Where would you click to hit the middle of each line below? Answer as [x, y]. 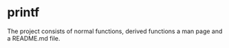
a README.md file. [34, 38]
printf [23, 13]
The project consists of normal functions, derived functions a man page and [115, 31]
